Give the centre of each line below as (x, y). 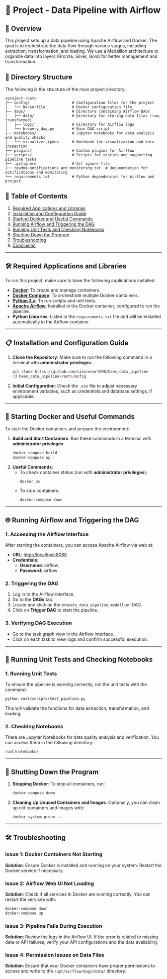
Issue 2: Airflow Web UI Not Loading (50, 883)
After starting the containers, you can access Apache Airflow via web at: (79, 545)
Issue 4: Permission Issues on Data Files (55, 955)
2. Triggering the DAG (32, 583)
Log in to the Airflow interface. (43, 594)
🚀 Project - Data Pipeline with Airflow (83, 10)
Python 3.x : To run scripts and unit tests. (54, 301)
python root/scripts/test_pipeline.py (45, 699)
